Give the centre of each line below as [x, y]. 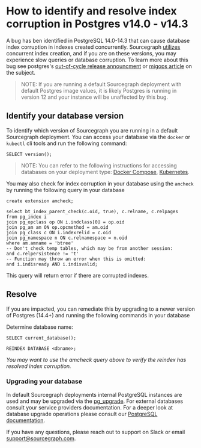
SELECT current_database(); [41, 338]
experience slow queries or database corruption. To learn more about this [97, 60]
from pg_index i [26, 217]
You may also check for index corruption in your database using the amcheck [100, 183]
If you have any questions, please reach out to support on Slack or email [96, 432]
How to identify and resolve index [91, 11]
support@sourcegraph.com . [41, 438]
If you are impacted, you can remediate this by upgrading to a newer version [100, 309]
